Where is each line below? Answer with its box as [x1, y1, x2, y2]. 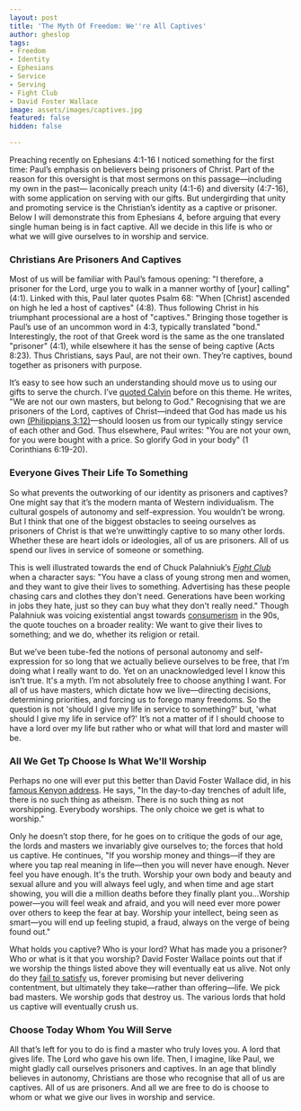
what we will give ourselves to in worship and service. [9, 231, 209, 241]
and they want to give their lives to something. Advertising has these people [9, 581, 290, 592]
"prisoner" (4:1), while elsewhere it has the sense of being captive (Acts [9, 341, 276, 352]
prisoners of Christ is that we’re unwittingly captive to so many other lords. [9, 525, 286, 536]
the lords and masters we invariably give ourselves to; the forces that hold [9, 840, 284, 851]
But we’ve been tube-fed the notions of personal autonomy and [9, 646, 244, 657]
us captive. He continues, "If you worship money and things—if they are [9, 849, 276, 860]
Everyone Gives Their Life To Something [9, 467, 189, 479]
